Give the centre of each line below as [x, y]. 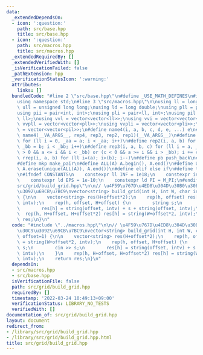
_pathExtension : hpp [37, 74]
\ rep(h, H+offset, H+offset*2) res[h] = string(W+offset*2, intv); [107, 214]
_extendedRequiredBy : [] [43, 57]
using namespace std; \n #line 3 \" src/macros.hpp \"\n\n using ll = [101, 101]
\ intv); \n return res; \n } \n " [59, 259]
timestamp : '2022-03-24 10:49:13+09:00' [63, 298]
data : [13, 12]
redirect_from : [25, 326]
